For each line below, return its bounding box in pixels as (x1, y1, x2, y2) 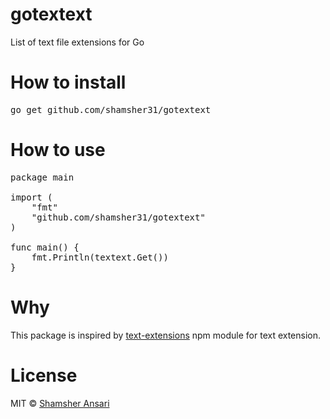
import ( (10, 191, 53, 203)
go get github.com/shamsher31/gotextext (10, 104, 212, 115)
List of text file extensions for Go (10, 36, 145, 48)
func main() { (10, 241, 80, 253)
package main (10, 171, 75, 183)
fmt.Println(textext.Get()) (31, 251, 169, 263)
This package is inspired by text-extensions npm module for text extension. (10, 329, 322, 341)
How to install (10, 71, 127, 94)
